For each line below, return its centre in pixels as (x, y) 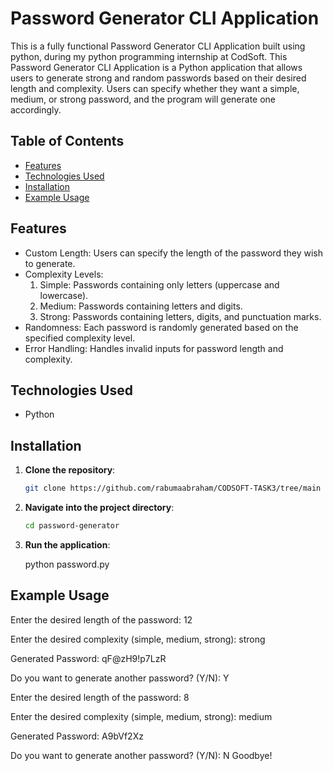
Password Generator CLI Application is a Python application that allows (156, 67)
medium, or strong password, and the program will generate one (143, 99)
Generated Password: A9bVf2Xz (77, 736)
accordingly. (36, 109)
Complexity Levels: (64, 274)
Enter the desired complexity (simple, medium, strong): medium (141, 716)
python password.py (67, 564)
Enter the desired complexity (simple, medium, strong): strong (138, 639)
